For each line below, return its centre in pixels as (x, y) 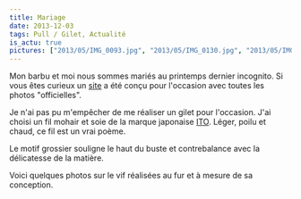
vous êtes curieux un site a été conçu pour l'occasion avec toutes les (137, 86)
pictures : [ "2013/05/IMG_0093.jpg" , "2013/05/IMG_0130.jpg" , (126, 51)
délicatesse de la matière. (57, 158)
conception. (31, 185)
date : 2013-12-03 (42, 26)
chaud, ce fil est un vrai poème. (68, 131)
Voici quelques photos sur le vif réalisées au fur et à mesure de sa (131, 176)
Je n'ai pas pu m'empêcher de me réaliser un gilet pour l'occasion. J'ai (140, 112)
